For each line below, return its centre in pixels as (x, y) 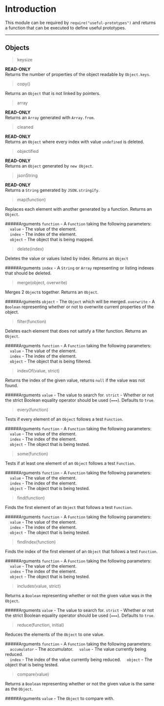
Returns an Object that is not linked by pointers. (53, 93)
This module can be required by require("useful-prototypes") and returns (81, 23)
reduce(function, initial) (41, 625)
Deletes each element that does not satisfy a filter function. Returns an (76, 331)
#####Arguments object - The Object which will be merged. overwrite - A (80, 301)
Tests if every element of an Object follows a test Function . (64, 419)
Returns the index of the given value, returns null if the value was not (75, 380)
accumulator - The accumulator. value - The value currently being (78, 649)
